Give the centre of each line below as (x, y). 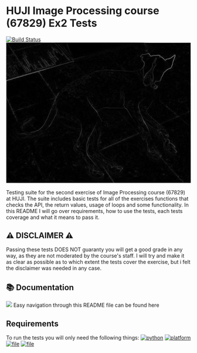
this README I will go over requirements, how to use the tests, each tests (94, 211)
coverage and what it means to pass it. (53, 217)
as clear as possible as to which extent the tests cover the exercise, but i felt (98, 262)
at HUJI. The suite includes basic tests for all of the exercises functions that (97, 198)
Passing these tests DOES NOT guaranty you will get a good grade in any (94, 249)
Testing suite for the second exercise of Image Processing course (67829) (96, 192)
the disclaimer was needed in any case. (54, 268)
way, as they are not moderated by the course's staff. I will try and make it (95, 256)
